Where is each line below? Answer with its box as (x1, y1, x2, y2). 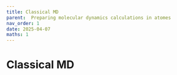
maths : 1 (6, 32, 29, 38)
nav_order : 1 (6, 20, 40, 26)
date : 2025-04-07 (6, 26, 51, 32)
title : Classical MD (6, 9, 59, 15)
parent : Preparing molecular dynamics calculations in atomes (6, 15, 171, 21)
